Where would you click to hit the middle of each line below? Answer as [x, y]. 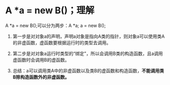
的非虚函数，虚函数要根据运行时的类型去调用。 [62, 42]
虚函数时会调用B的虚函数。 [41, 60]
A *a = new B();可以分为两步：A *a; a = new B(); [55, 25]
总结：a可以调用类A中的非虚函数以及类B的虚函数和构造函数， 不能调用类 [88, 70]
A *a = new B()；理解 [50, 10]
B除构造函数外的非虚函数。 [41, 77]
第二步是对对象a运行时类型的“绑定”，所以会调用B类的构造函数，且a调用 [88, 53]
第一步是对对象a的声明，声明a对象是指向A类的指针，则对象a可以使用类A [89, 36]
